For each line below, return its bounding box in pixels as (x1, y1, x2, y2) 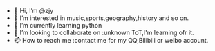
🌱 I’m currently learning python (13, 21, 102, 29)
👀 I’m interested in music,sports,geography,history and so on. (13, 14, 189, 22)
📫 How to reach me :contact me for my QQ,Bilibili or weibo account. (13, 37, 209, 44)
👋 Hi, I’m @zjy (13, 7, 54, 14)
